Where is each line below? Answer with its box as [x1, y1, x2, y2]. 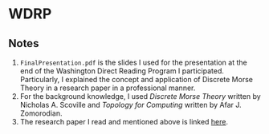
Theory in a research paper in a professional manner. [19, 83, 196, 93]
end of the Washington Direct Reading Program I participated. [19, 66, 225, 76]
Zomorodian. [19, 108, 63, 118]
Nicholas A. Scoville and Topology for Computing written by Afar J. [19, 100, 242, 109]
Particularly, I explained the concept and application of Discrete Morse [19, 75, 253, 84]
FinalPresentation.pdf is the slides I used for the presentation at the [19, 57, 247, 67]
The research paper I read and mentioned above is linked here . [19, 117, 229, 126]
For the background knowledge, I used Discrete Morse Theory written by [19, 92, 261, 100]
